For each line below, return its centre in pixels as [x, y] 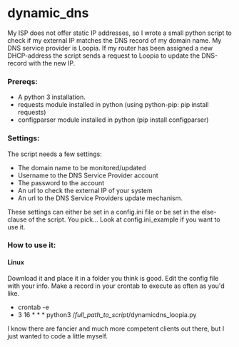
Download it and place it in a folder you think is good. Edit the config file [113, 278]
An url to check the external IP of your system [85, 190]
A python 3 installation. [51, 97]
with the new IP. [52, 63]
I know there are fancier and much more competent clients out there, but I [116, 328]
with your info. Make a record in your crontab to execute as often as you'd [116, 286]
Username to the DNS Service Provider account [88, 175]
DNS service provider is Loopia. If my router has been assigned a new [110, 48]
